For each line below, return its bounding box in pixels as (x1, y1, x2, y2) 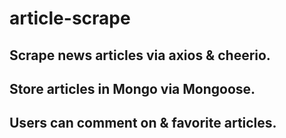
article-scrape (9, 7, 131, 30)
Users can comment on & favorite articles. (9, 115, 277, 132)
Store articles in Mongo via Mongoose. (9, 80, 256, 97)
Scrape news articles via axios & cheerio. (9, 47, 271, 64)
